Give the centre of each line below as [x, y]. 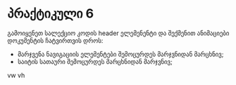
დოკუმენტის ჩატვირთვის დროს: [55, 40]
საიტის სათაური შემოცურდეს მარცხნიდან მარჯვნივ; [95, 61]
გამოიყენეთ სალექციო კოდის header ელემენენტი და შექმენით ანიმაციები [118, 33]
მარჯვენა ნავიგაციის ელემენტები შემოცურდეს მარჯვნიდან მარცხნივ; [120, 54]
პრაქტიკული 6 [50, 14]
